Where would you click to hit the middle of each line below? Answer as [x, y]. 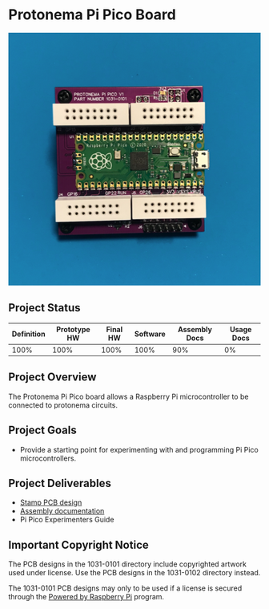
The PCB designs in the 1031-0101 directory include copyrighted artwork [127, 564]
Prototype [73, 330]
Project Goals [43, 430]
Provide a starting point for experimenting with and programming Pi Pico [139, 449]
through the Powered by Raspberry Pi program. [86, 597]
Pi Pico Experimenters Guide [67, 520]
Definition [28, 334]
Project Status [45, 308]
